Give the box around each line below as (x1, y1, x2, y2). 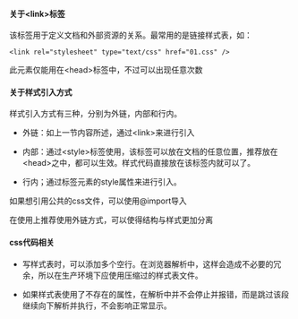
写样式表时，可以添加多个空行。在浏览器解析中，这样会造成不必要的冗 (21, 258, 282, 269)
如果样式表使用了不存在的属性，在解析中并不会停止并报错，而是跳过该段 (21, 289, 289, 299)
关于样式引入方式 (9, 86, 72, 98)
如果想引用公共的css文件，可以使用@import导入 (9, 195, 187, 206)
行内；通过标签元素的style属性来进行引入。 (21, 177, 182, 187)
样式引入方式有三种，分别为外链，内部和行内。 (9, 108, 182, 119)
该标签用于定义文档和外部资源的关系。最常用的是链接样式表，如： (9, 30, 252, 40)
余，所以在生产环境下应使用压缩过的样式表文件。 (21, 270, 203, 280)
